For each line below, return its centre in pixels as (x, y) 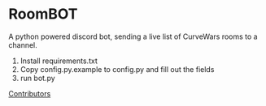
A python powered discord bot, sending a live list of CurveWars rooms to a (133, 36)
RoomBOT (43, 14)
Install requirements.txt (59, 61)
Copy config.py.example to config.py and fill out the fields (117, 69)
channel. (23, 45)
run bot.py (37, 78)
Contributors (30, 93)
